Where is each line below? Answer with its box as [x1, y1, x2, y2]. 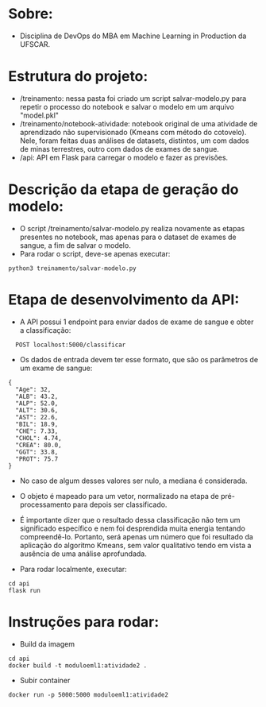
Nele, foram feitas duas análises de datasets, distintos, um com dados [19, 136, 250, 145]
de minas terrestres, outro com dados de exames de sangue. [19, 144, 220, 153]
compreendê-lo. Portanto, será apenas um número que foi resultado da [19, 531, 254, 541]
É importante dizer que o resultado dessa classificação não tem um [19, 515, 241, 524]
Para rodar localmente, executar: [19, 564, 127, 574]
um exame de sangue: [19, 363, 93, 373]
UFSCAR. [19, 39, 51, 48]
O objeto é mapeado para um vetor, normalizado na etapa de [19, 491, 220, 500]
